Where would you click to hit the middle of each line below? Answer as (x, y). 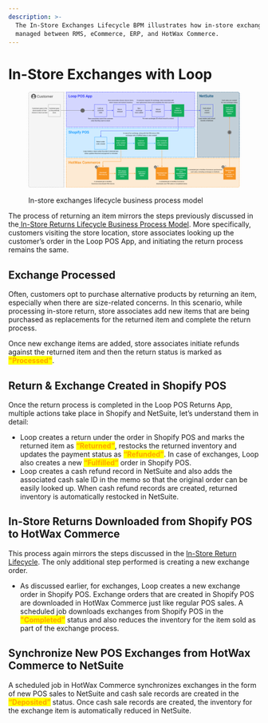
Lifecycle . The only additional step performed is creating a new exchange (129, 562)
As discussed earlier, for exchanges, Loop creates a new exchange (130, 586)
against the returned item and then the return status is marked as (115, 352)
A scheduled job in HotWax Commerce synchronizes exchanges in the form (132, 685)
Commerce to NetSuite (66, 666)
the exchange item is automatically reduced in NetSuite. (100, 710)
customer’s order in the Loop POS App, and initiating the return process (126, 241)
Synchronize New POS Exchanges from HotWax (130, 653)
